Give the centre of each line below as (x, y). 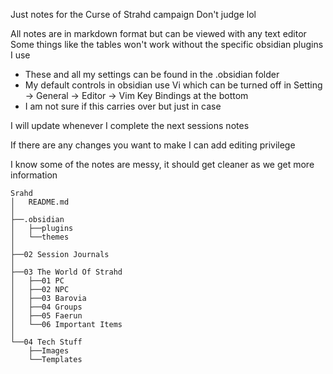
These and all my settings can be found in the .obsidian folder (152, 74)
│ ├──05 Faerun (46, 316)
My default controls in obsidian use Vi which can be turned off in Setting (173, 85)
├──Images (49, 351)
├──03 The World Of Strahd (66, 272)
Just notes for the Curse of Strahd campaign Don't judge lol (133, 14)
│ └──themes (40, 237)
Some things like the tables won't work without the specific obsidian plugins (167, 44)
